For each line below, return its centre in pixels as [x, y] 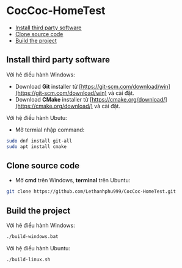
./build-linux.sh [28, 259]
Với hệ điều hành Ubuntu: [38, 248]
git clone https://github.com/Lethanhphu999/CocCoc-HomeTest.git [91, 192]
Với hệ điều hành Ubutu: [37, 117]
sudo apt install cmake [37, 147]
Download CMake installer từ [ [53, 99]
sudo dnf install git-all [39, 141]
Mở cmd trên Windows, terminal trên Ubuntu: [73, 181]
